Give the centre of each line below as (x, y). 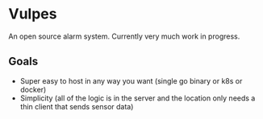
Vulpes (33, 14)
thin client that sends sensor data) (77, 106)
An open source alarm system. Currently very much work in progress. (124, 36)
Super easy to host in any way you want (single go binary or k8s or (131, 80)
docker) (33, 89)
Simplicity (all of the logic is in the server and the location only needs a (138, 98)
